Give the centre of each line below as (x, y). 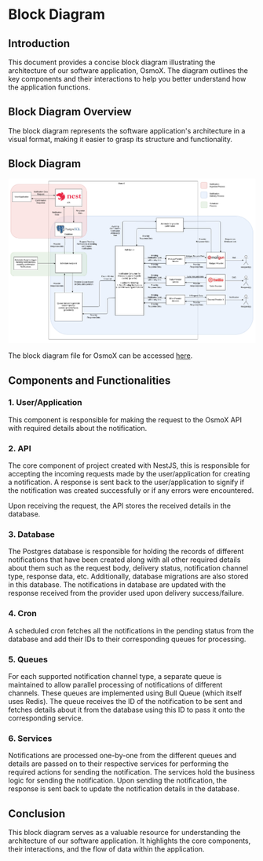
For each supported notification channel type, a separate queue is (115, 676)
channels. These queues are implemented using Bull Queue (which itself (125, 693)
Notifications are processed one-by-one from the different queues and (122, 756)
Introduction (39, 44)
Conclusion (37, 814)
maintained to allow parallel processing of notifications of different (115, 685)
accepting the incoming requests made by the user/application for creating (129, 474)
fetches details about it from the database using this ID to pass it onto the (127, 710)
